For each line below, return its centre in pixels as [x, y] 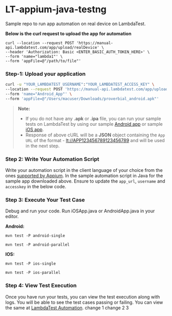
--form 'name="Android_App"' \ [39, 94]
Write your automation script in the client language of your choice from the [84, 170]
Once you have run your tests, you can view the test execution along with [83, 297]
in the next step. [42, 146]
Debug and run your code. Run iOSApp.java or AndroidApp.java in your [80, 211]
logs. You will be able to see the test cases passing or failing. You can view [84, 302]
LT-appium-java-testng [56, 9]
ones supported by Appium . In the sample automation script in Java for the [84, 176]
